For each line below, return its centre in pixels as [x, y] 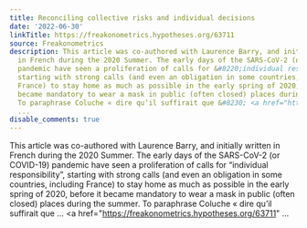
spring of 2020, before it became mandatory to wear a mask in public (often [152, 194]
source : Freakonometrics [57, 43]
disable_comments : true [55, 119]
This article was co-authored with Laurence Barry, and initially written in [145, 146]
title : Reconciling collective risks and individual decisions [132, 18]
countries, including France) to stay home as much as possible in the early [149, 184]
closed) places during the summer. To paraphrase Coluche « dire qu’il [141, 204]
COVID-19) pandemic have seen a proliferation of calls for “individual [139, 165]
